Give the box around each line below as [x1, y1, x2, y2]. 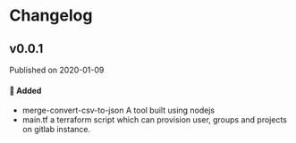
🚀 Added [9, 85, 42, 96]
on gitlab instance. [21, 124, 91, 135]
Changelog [9, 5, 93, 26]
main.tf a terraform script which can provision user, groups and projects [21, 114, 288, 125]
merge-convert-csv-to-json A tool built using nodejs [21, 105, 216, 116]
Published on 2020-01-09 [9, 64, 105, 75]
